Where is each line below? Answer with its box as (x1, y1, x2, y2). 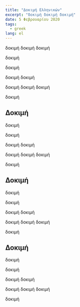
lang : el (5, 31, 24, 36)
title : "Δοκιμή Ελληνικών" (5, 7, 62, 13)
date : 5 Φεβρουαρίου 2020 (5, 17, 60, 22)
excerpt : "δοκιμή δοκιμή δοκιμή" (5, 12, 76, 17)
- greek (10, 26, 26, 31)
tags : (5, 21, 17, 27)
